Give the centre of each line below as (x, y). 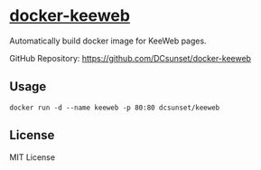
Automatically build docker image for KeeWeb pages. (108, 41)
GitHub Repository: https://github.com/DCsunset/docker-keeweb (130, 58)
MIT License (33, 157)
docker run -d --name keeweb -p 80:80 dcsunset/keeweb (115, 108)
